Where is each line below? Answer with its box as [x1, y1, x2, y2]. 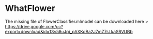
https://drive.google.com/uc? [5, 23, 63, 29]
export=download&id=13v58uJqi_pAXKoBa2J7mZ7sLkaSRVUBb [5, 29, 133, 34]
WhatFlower [5, 3, 56, 14]
